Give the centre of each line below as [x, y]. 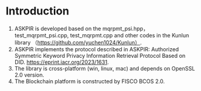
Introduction [38, 11]
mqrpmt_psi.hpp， [125, 28]
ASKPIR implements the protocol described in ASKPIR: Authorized [97, 49]
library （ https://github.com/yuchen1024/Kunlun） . [78, 42]
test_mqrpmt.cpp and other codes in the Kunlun [130, 35]
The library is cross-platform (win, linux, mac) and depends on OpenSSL [104, 68]
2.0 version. [29, 75]
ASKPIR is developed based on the [58, 28]
